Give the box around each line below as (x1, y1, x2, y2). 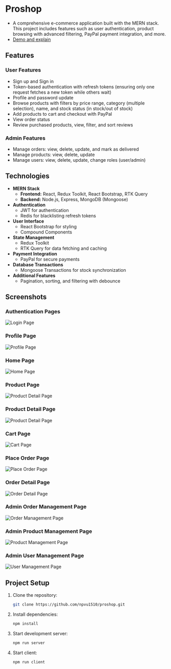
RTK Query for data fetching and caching (20, 245, 107, 251)
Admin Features (5, 134, 46, 141)
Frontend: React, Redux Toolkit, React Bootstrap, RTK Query (20, 190, 148, 197)
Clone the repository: (12, 592, 58, 598)
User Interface (12, 218, 44, 224)
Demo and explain (12, 36, 51, 42)
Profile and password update (12, 94, 74, 100)
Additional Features (12, 272, 56, 278)
